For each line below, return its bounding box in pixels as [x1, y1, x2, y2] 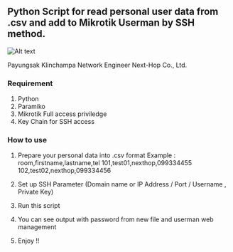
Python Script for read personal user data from [7, 6, 219, 18]
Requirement [7, 78, 53, 88]
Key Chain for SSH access [17, 117, 94, 126]
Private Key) [17, 188, 54, 196]
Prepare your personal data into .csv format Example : [17, 151, 176, 159]
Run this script [17, 201, 60, 210]
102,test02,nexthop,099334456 [17, 167, 112, 175]
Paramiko [17, 103, 46, 111]
